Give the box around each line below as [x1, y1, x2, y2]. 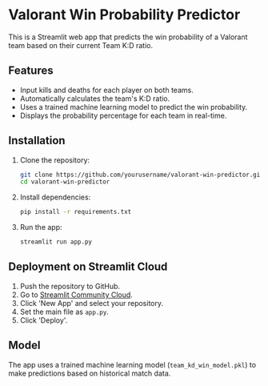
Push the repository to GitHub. [19, 281, 121, 291]
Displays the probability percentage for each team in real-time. [19, 111, 227, 120]
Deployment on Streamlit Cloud [8, 260, 168, 274]
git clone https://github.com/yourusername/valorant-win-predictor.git [19, 171, 264, 179]
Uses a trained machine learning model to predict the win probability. [19, 102, 248, 111]
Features [8, 64, 54, 78]
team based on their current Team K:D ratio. [8, 40, 154, 50]
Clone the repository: [19, 155, 90, 165]
